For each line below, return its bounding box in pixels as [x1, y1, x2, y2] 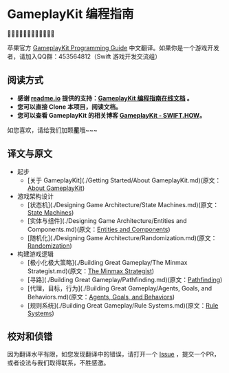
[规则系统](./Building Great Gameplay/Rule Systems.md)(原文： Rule [27, 301, 219, 310]
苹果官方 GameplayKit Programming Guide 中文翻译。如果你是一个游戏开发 [7, 43, 220, 52]
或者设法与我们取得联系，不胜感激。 [7, 359, 110, 367]
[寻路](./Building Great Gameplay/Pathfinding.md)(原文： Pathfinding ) [27, 275, 223, 284]
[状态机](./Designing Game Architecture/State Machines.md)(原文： [27, 200, 219, 209]
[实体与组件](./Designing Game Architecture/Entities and [27, 216, 187, 224]
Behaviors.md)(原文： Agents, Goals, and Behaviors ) [27, 292, 175, 301]
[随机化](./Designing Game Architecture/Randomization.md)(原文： [27, 233, 217, 242]
